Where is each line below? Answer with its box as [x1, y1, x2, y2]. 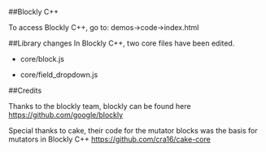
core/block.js [20, 54, 65, 63]
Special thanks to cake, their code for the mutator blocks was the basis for [8, 126, 258, 135]
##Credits [8, 85, 42, 95]
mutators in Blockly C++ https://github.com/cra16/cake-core [8, 134, 211, 144]
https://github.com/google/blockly [8, 110, 124, 119]
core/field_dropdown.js [20, 70, 98, 80]
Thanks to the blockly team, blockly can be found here [8, 102, 191, 111]
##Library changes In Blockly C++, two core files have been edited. [8, 38, 235, 48]
